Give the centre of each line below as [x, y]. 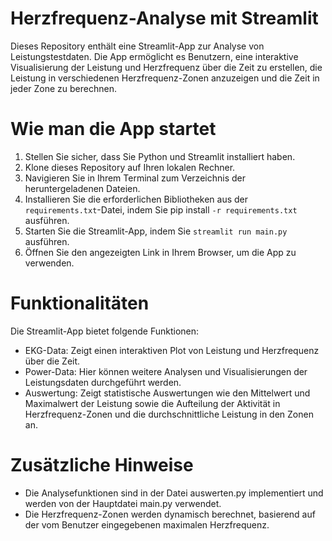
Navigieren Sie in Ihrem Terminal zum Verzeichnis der [135, 178]
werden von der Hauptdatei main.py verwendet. [123, 503]
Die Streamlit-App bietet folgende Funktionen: [105, 331]
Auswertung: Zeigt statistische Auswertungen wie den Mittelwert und [167, 393]
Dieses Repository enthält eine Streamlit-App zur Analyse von [137, 46]
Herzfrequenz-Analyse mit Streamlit [164, 18]
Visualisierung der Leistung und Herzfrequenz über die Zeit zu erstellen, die [166, 67]
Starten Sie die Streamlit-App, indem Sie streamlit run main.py [156, 231]
